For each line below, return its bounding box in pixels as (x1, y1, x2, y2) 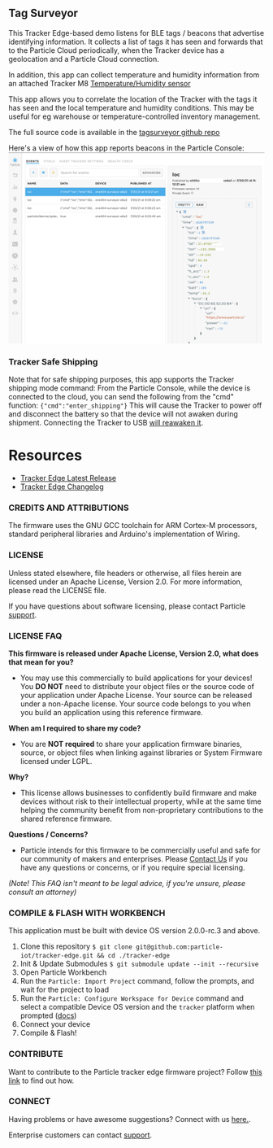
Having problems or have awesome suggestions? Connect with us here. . (8, 1114, 251, 1124)
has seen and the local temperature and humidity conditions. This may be (8, 103, 254, 112)
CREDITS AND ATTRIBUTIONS (8, 502, 130, 513)
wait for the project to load (19, 984, 110, 995)
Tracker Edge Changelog (19, 482, 104, 491)
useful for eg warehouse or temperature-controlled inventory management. (8, 111, 261, 121)
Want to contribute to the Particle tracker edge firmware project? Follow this (8, 1067, 262, 1076)
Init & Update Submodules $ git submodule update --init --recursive (19, 959, 259, 969)
